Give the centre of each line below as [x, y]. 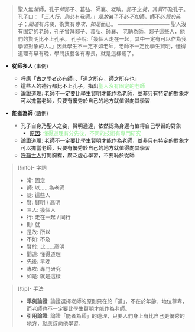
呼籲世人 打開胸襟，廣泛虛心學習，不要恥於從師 [77, 155]
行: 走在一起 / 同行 [48, 217]
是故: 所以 [38, 232]
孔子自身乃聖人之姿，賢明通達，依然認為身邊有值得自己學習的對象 [101, 126]
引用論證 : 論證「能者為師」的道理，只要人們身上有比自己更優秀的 [105, 316]
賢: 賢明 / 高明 [43, 202]
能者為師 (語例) [30, 113]
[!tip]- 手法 [30, 289]
